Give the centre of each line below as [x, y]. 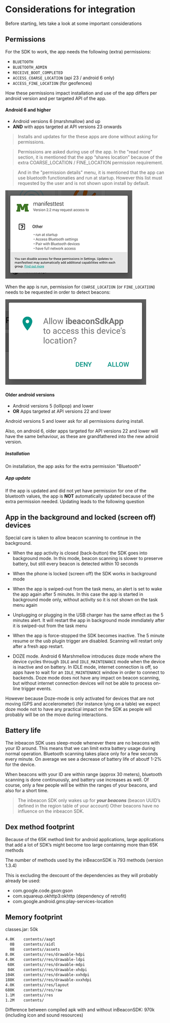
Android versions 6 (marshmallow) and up [56, 121]
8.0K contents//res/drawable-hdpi [45, 955]
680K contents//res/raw [34, 990]
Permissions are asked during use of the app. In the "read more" [85, 151]
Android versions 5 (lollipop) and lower [53, 406]
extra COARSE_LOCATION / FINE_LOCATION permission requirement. [90, 162]
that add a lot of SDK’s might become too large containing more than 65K [82, 845]
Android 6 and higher [28, 110]
